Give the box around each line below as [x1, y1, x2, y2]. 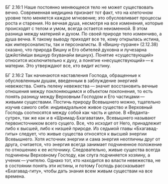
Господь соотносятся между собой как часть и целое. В [5, 109, 126, 115]
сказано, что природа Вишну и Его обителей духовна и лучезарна [5, 47, 147, 52]
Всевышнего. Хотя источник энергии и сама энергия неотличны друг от [5, 136, 160, 142]
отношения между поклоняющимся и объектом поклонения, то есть [5, 88, 153, 94]
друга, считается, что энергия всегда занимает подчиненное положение [5, 141, 162, 147]
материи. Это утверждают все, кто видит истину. [5, 62, 111, 68]
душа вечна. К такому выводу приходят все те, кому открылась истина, [5, 36, 160, 42]
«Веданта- [127, 109, 150, 115]
